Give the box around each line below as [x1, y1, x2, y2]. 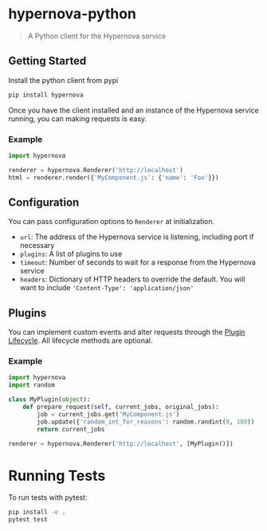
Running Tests [8, 466, 106, 485]
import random [8, 381, 56, 389]
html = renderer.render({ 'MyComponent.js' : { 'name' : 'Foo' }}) [8, 173, 219, 182]
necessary [19, 241, 55, 250]
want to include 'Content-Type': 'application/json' [19, 283, 194, 293]
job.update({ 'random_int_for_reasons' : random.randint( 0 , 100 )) [37, 418, 255, 426]
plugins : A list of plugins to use [19, 249, 123, 259]
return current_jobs [37, 425, 105, 433]
